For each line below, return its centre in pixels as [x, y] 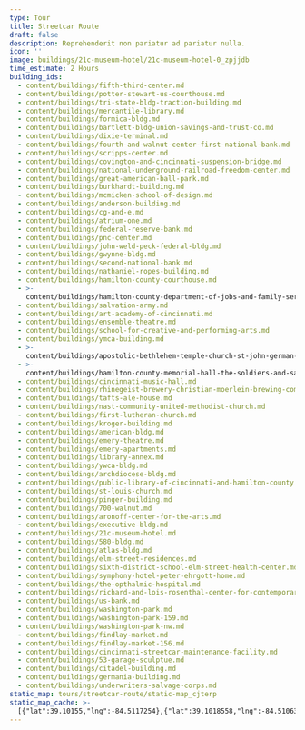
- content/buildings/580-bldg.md [81, 542]
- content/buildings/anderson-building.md [99, 204]
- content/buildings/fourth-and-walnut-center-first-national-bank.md [154, 145]
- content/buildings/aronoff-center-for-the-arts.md [119, 516]
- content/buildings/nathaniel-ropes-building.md [113, 272]
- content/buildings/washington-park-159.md [103, 618]
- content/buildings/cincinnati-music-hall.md [107, 381]
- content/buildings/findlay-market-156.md [101, 643]
